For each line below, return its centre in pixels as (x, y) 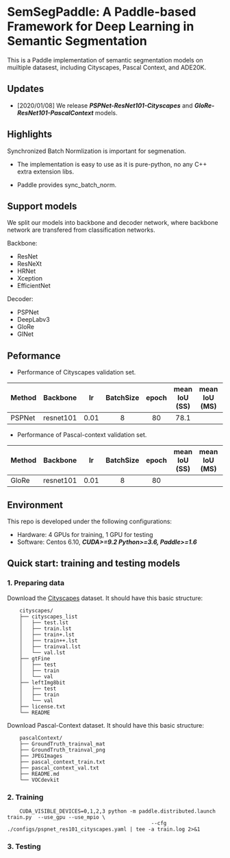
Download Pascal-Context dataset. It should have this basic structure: (105, 725)
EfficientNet (34, 286)
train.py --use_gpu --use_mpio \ (56, 817)
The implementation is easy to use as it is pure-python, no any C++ (112, 164)
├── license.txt (43, 706)
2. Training (25, 797)
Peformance (34, 356)
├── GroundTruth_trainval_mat (63, 744)
